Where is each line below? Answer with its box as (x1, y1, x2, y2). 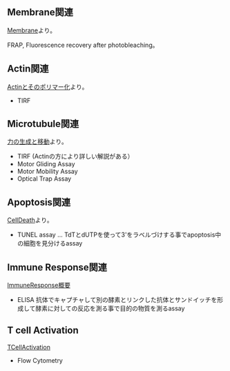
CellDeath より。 (7, 216, 53, 224)
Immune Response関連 (7, 261, 108, 273)
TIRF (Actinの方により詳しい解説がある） (17, 152, 134, 161)
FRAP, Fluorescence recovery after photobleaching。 (7, 41, 159, 49)
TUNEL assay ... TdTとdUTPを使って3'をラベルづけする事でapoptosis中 (17, 230, 222, 239)
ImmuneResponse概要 (7, 281, 71, 290)
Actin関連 (7, 63, 50, 74)
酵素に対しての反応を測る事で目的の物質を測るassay (35, 304, 185, 312)
